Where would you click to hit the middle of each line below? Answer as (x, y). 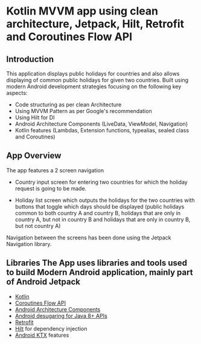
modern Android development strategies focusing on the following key (94, 86)
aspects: (17, 93)
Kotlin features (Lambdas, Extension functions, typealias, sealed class (102, 130)
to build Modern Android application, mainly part (100, 272)
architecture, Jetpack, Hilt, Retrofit (95, 24)
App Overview (34, 156)
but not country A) (38, 226)
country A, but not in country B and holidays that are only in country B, (103, 219)
